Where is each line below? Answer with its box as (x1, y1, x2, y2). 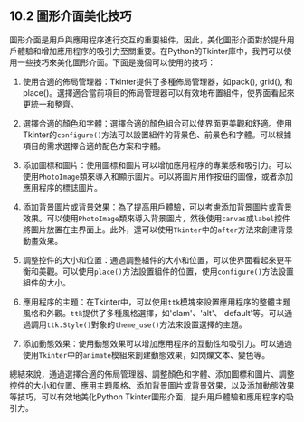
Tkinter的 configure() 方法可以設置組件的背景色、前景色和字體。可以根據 (22, 129, 292, 140)
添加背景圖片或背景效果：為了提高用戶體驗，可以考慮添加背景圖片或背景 (22, 202, 292, 212)
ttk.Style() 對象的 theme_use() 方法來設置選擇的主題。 (46, 319, 247, 330)
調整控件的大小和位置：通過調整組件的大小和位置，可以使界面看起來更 (22, 254, 285, 265)
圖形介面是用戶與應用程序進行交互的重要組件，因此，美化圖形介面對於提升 (9, 34, 287, 45)
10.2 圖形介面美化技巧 (9, 8, 132, 24)
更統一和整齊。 (22, 98, 79, 109)
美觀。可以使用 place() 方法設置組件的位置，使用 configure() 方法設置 (38, 266, 294, 277)
